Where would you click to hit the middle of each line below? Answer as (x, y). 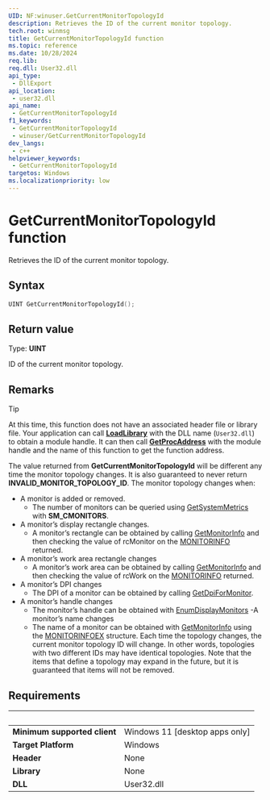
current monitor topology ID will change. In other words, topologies (143, 644)
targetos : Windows (39, 173)
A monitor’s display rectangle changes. (85, 524)
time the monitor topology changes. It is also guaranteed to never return (128, 475)
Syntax (27, 286)
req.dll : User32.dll (43, 69)
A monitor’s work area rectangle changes (88, 559)
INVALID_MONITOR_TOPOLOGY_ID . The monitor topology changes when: (132, 483)
